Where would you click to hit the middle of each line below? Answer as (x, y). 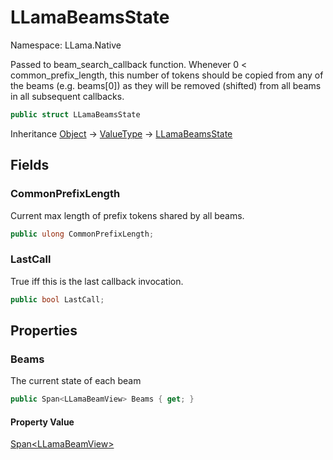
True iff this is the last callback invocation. (97, 281)
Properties (44, 330)
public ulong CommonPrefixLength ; (82, 234)
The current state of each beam (76, 381)
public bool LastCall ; (57, 299)
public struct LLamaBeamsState (75, 114)
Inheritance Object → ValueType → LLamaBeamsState (121, 133)
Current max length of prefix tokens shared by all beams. (127, 215)
